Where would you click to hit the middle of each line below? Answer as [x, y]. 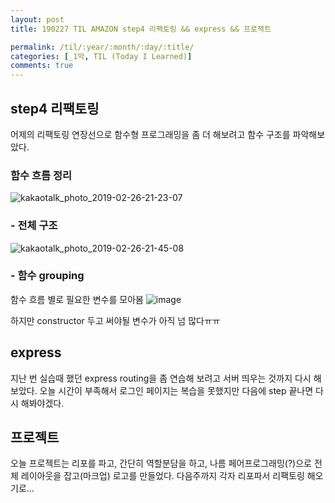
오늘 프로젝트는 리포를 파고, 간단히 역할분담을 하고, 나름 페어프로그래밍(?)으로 [161, 463]
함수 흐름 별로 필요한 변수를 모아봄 [77, 299]
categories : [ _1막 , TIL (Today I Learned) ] [101, 56]
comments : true [42, 66]
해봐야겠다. [42, 403]
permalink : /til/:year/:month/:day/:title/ [102, 47]
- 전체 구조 [34, 226]
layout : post [37, 19]
